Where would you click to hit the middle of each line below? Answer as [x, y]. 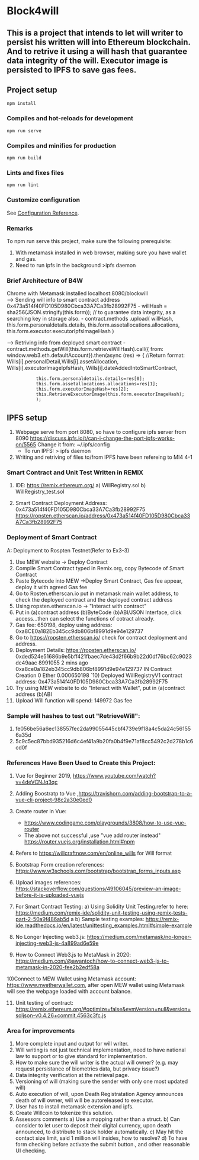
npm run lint [23, 185]
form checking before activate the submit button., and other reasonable [102, 1145]
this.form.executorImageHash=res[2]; [82, 389]
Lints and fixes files [36, 172]
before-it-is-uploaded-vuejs [50, 895]
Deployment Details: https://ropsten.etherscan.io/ [76, 650]
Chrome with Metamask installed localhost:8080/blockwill [77, 293]
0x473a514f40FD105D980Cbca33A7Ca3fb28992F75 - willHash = [87, 306]
